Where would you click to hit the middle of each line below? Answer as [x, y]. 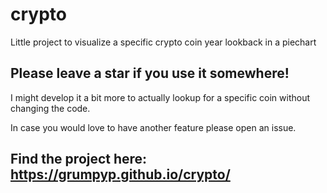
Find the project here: [79, 159]
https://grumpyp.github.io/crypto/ [120, 174]
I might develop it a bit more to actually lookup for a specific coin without [160, 97]
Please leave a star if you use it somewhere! [150, 73]
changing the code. [50, 108]
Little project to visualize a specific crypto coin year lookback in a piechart [163, 42]
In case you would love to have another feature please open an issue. [153, 127]
